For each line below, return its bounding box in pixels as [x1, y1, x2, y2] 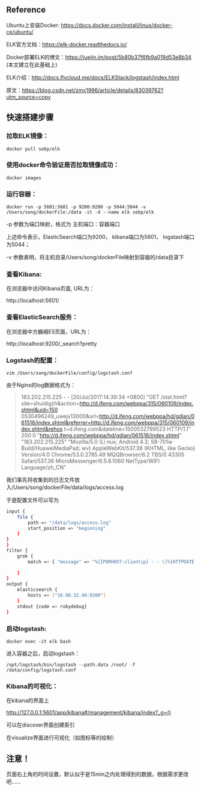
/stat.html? [161, 393, 187, 401]
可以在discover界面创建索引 [6, 721, 75, 728]
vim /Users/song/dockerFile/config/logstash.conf [6, 370, 133, 376]
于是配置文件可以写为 [6, 496, 59, 503]
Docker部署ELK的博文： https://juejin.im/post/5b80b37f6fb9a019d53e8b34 [6, 54, 192, 61]
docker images [6, 174, 42, 181]
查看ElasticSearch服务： [6, 313, 79, 321]
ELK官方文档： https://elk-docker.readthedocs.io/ [6, 40, 127, 48]
